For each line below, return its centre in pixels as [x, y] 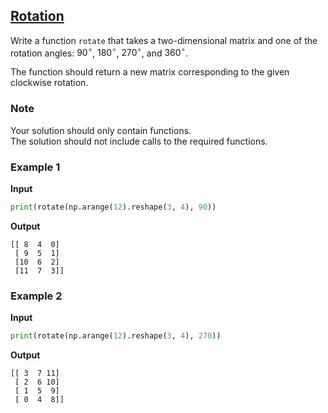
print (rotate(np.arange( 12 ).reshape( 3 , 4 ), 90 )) [113, 207]
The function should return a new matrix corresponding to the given [150, 72]
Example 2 [36, 296]
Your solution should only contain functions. [101, 130]
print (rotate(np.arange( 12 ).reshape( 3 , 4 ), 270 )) [116, 336]
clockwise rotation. [49, 83]
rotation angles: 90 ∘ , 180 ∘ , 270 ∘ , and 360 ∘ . [99, 52]
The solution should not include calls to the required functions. [139, 141]
